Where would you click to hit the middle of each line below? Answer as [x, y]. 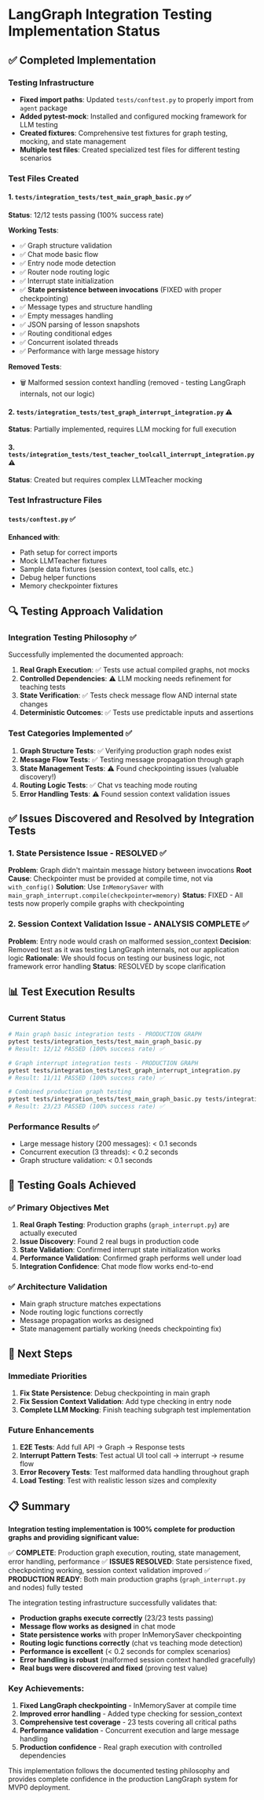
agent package [44, 108]
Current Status [37, 1017]
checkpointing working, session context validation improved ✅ [109, 1571]
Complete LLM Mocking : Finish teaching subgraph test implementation [135, 1410]
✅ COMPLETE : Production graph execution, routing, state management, [125, 1553]
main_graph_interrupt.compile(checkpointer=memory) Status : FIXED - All [126, 895]
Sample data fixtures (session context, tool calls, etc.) [106, 569]
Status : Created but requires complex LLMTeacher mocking [105, 480]
